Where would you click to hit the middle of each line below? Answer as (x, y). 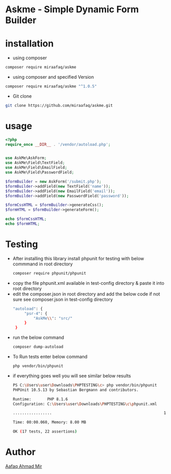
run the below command (38, 337)
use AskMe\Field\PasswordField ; (40, 172)
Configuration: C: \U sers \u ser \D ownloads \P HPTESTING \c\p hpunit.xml (85, 404)
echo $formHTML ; (22, 224)
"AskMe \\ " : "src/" (53, 318)
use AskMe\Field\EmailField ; (36, 168)
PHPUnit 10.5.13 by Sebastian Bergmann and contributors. (76, 390)
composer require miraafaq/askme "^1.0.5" (51, 86)
